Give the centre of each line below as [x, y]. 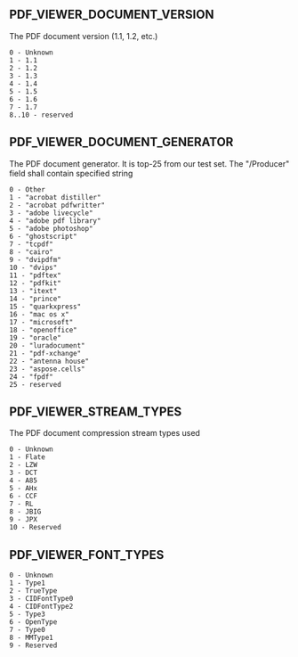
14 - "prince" [36, 299]
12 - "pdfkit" [36, 283]
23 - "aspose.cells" [48, 369]
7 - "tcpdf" [31, 244]
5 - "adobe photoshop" [51, 228]
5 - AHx [24, 489]
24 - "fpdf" [31, 377]
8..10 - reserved [41, 115]
